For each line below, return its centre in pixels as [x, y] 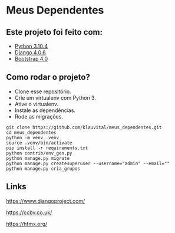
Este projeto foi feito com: [55, 32]
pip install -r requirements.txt [47, 148]
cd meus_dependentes [32, 132]
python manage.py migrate [38, 158]
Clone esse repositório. [43, 91]
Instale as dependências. [45, 110]
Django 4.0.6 [30, 52]
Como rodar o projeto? [48, 77]
